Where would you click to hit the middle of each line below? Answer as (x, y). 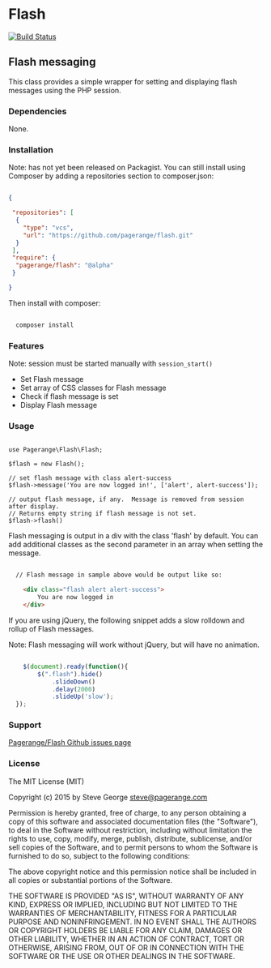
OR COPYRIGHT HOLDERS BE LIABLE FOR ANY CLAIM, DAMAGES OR (125, 930)
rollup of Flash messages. (51, 628)
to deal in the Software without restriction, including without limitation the (130, 830)
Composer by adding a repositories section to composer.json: (111, 176)
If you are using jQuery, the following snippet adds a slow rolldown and (127, 620)
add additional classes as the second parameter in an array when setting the (136, 545)
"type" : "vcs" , (49, 228)
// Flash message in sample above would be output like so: (119, 575)
